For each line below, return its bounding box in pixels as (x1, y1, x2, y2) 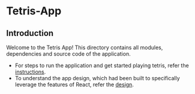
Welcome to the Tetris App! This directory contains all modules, (6, 44, 163, 51)
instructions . (14, 68, 46, 75)
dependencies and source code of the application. (6, 50, 131, 57)
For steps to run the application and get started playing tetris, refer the (14, 62, 189, 69)
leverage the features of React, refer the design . (14, 81, 134, 88)
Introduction (6, 28, 54, 38)
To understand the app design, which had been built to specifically (14, 75, 180, 81)
